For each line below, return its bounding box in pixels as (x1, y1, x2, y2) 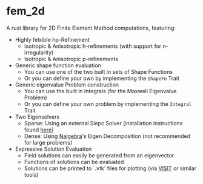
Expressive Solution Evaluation (15, 145, 92, 153)
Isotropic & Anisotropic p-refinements (24, 55, 118, 62)
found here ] (24, 126, 54, 133)
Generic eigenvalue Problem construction (15, 80, 119, 88)
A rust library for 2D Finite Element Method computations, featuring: (6, 24, 176, 31)
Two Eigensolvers (15, 113, 59, 120)
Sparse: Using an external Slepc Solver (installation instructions (24, 119, 183, 126)
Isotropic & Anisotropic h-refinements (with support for (24, 42, 162, 50)
